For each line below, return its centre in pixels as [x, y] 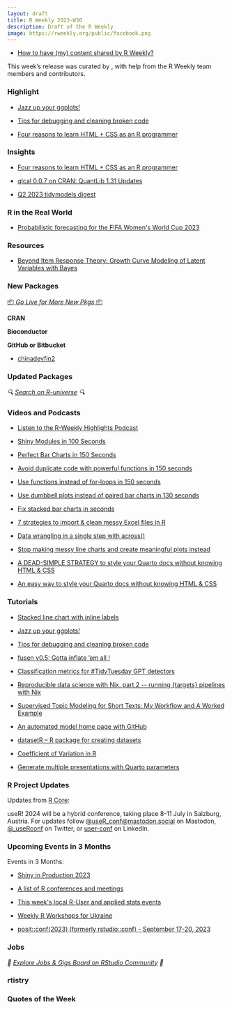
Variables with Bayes [47, 268]
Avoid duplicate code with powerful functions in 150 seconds [105, 468]
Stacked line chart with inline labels [68, 617]
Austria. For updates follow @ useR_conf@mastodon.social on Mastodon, [112, 821]
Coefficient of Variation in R [57, 753]
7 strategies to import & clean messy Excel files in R [91, 523]
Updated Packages [40, 376]
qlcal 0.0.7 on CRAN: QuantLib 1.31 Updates [80, 180]
